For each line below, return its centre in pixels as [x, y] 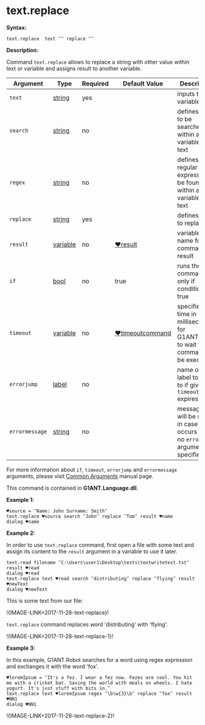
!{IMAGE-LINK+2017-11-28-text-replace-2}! [60, 715]
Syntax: [16, 28]
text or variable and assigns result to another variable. [74, 68]
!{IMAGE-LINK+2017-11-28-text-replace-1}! [60, 636]
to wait [187, 344]
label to [188, 377]
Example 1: [20, 499]
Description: [22, 50]
